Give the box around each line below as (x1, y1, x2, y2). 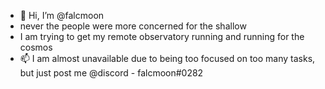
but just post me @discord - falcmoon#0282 (19, 67, 204, 79)
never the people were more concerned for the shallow (19, 20, 247, 32)
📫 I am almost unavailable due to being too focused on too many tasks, (19, 53, 316, 64)
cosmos (19, 41, 53, 53)
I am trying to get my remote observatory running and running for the (19, 31, 305, 42)
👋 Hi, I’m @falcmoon (19, 10, 105, 21)
